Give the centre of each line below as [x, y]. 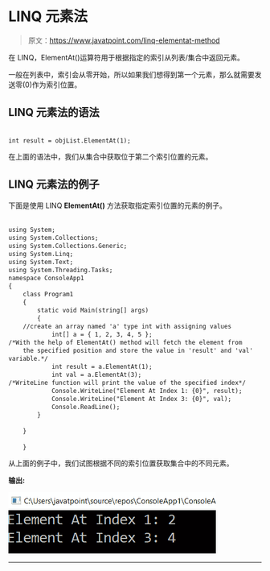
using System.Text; [41, 262]
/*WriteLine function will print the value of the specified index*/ [127, 383]
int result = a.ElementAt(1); [102, 366]
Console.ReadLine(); [86, 407]
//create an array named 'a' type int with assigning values [127, 326]
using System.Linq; [41, 254]
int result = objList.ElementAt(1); [70, 141]
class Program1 [48, 294]
